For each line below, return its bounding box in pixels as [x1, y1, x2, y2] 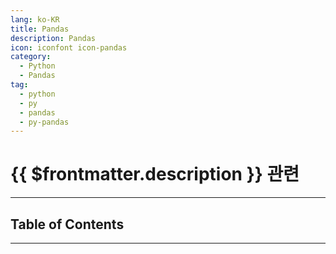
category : [10, 52, 52, 62]
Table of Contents [10, 216, 125, 233]
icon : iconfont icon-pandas [10, 42, 128, 53]
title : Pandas [10, 24, 70, 34]
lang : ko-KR [10, 14, 60, 25]
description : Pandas [10, 33, 97, 43]
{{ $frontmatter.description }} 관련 [10, 163, 300, 186]
